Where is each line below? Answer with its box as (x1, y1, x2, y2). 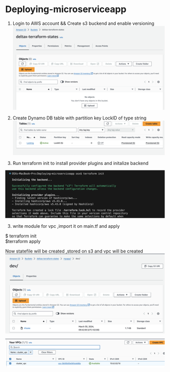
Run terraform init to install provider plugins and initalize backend (12, 160, 149, 167)
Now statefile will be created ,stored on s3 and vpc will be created (5, 248, 143, 254)
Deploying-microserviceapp (5, 4, 126, 15)
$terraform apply (5, 238, 41, 244)
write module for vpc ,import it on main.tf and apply (12, 223, 120, 229)
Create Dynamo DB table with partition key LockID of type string (12, 115, 147, 121)
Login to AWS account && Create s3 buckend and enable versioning (12, 20, 154, 26)
